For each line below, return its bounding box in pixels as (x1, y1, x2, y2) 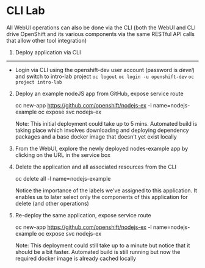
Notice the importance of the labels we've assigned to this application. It (15, 187, 197, 194)
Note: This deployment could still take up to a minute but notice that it (15, 242, 190, 249)
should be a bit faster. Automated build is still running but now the (15, 248, 181, 255)
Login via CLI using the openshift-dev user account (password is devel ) (15, 66, 195, 73)
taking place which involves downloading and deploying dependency (15, 126, 189, 134)
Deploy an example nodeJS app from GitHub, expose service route (15, 90, 184, 97)
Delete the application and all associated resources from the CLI (15, 163, 177, 170)
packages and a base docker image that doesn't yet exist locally (15, 132, 177, 140)
